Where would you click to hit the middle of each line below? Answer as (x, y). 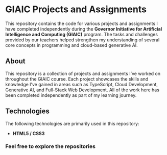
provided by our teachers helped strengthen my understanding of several (82, 40)
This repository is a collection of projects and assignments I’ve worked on (83, 73)
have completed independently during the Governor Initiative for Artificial (84, 29)
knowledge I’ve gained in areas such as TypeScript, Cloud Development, (82, 84)
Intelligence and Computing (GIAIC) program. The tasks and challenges (82, 34)
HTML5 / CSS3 (29, 133)
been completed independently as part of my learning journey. (71, 95)
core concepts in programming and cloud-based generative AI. (71, 45)
